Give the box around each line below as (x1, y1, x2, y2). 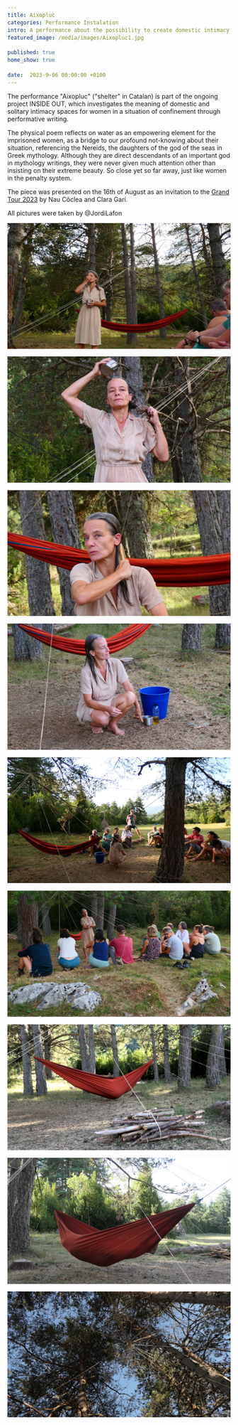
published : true (7, 49, 55, 56)
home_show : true (7, 57, 55, 64)
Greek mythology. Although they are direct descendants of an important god (7, 151, 230, 159)
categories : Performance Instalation (7, 18, 119, 26)
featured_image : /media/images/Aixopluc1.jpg (7, 34, 144, 41)
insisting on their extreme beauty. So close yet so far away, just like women (7, 166, 227, 174)
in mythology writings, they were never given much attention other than (7, 159, 216, 167)
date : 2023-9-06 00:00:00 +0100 (7, 71, 106, 78)
